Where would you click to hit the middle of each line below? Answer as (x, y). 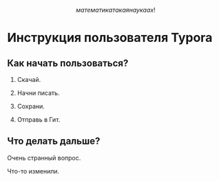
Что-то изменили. (33, 171)
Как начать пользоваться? (68, 63)
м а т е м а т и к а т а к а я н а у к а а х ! (116, 10)
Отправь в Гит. (39, 119)
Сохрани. (31, 106)
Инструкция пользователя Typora (110, 38)
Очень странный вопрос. (44, 158)
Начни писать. (38, 93)
